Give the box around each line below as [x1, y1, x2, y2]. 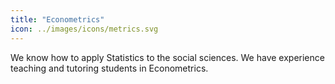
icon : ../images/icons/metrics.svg [10, 24, 159, 34]
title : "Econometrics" [10, 14, 105, 25]
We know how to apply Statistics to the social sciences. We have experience [10, 51, 325, 63]
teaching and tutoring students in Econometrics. [10, 62, 209, 74]
